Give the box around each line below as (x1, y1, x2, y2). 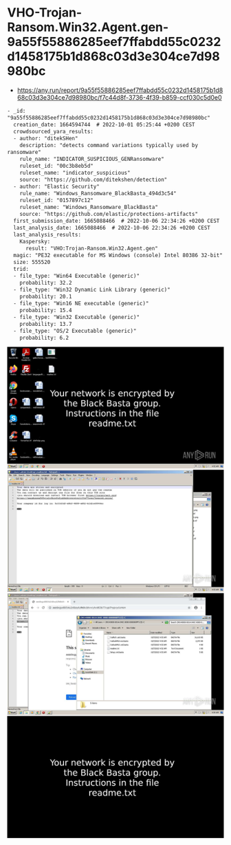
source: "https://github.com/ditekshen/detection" (19, 176, 168, 183)
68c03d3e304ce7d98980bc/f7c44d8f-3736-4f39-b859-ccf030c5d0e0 (16, 93, 222, 101)
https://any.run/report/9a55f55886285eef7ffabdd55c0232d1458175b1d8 (16, 86, 223, 94)
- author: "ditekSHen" (13, 135, 78, 142)
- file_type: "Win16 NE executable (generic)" (13, 300, 149, 307)
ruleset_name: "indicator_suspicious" (19, 169, 131, 176)
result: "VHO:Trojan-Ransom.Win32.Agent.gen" (25, 245, 158, 252)
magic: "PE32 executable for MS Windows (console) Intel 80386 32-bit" (13, 252, 223, 259)
